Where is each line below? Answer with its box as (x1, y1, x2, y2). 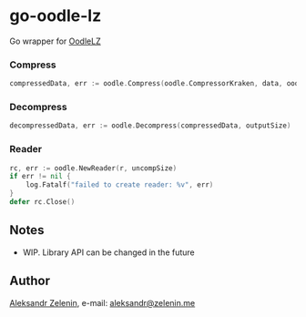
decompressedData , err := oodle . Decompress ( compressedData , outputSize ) (9, 121, 291, 130)
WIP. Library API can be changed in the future (22, 247, 196, 258)
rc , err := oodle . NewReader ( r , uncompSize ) (9, 163, 178, 173)
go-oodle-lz (9, 5, 102, 26)
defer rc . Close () (9, 198, 76, 207)
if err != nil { (9, 172, 71, 181)
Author (9, 273, 50, 289)
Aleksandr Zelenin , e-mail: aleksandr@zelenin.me (9, 297, 196, 308)
